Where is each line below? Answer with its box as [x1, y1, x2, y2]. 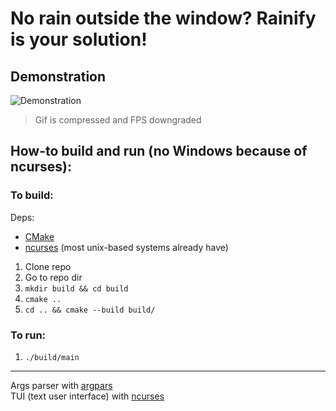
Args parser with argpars [10, 379, 113, 391]
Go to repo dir [24, 271, 83, 283]
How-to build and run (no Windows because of [10, 143, 308, 160]
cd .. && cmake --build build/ [24, 305, 156, 315]
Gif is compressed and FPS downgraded [34, 114, 202, 126]
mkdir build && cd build [24, 283, 129, 294]
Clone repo [24, 260, 72, 272]
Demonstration [10, 68, 107, 85]
